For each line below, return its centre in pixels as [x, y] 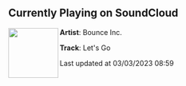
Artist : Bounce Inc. [91, 32]
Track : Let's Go [85, 48]
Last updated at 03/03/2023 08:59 [117, 63]
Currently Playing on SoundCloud [93, 13]
